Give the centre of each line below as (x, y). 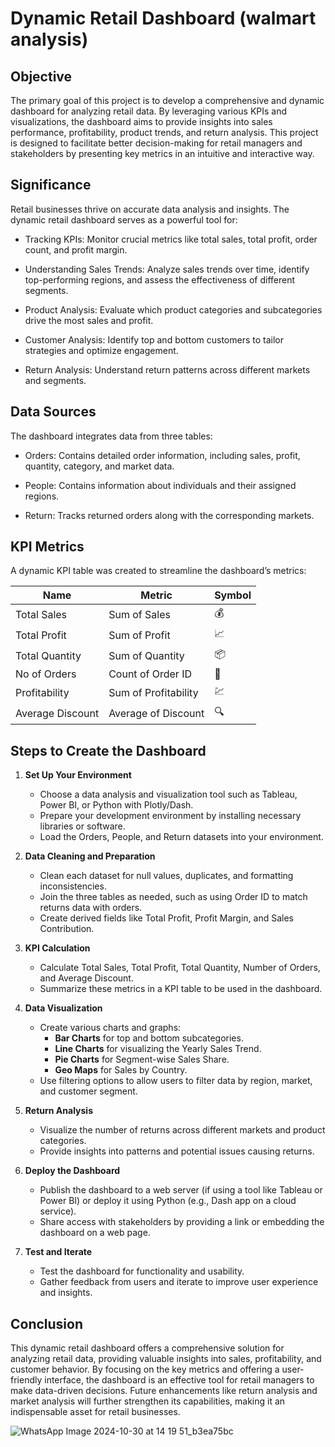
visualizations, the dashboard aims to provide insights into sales (141, 121)
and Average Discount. (86, 978)
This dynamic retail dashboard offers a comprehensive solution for (147, 1348)
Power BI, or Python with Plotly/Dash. (116, 805)
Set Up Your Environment (78, 775)
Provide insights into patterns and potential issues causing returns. (177, 1151)
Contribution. (67, 929)
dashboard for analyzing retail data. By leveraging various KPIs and (149, 111)
